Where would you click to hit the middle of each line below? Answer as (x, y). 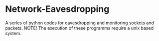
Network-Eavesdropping (57, 9)
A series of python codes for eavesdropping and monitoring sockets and (80, 23)
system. (13, 33)
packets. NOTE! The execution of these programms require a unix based (79, 28)
